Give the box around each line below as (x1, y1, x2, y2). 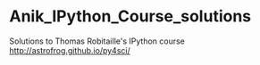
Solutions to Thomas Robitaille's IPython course (9, 36, 186, 46)
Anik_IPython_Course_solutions (9, 6, 252, 27)
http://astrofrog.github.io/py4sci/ (9, 45, 131, 55)
